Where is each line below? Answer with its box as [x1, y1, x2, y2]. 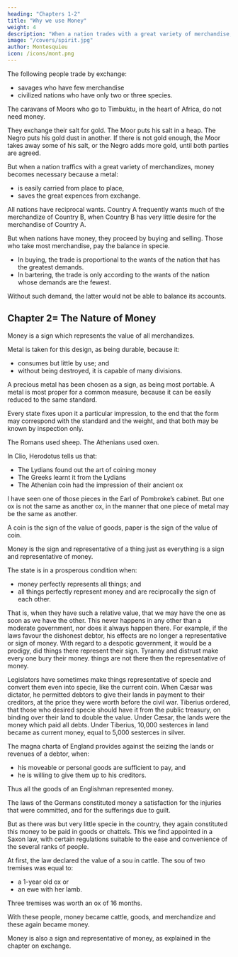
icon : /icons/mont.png [7, 50, 74, 58]
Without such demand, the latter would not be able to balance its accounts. [7, 292, 227, 300]
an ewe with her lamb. [17, 884, 83, 893]
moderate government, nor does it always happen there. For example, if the [7, 624, 228, 632]
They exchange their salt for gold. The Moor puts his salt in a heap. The [7, 126, 216, 134]
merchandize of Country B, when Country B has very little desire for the [7, 213, 217, 221]
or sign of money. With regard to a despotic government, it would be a [7, 638, 212, 647]
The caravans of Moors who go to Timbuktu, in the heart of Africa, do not [7, 105, 222, 113]
